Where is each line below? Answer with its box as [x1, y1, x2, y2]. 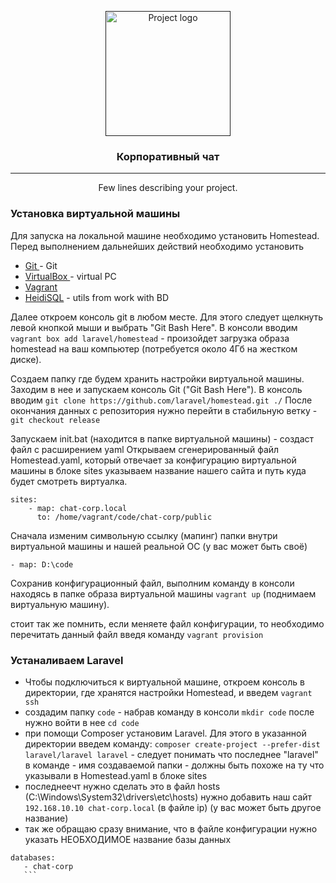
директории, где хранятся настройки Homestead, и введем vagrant [24, 686, 313, 698]
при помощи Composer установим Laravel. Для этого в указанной [24, 727, 307, 739]
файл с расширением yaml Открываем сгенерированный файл [10, 443, 280, 455]
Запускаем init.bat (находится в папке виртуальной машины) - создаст [10, 432, 315, 445]
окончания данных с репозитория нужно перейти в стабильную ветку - [10, 404, 318, 416]
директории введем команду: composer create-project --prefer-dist [24, 737, 321, 750]
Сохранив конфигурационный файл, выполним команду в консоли [10, 577, 295, 589]
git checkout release [10, 415, 101, 425]
